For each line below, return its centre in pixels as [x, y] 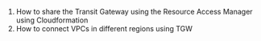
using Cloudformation [52, 20]
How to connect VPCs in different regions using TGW [104, 29]
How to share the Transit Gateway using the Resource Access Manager [134, 12]
